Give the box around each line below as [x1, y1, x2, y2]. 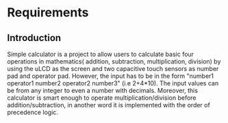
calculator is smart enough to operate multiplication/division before [7, 94, 197, 102]
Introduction [7, 32, 62, 44]
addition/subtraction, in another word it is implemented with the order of [7, 101, 210, 109]
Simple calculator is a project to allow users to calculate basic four [7, 50, 194, 58]
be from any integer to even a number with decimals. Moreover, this [7, 87, 199, 94]
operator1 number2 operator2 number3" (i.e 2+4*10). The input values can [7, 79, 219, 87]
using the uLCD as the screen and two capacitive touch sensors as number [7, 65, 219, 72]
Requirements [7, 5, 89, 20]
